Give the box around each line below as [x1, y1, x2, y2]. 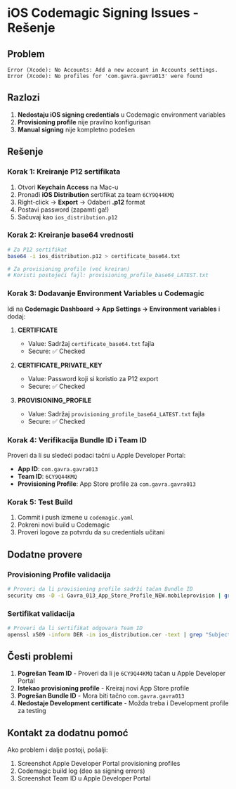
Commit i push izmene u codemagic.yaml [17, 513, 134, 522]
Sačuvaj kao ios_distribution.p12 [17, 212, 118, 221]
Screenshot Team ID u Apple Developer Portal [17, 774, 151, 783]
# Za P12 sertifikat [7, 246, 68, 253]
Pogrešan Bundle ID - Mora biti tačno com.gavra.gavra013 [17, 691, 185, 700]
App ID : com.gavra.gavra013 [17, 464, 98, 473]
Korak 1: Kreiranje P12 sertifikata [7, 167, 121, 177]
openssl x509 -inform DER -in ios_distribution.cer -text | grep [7, 631, 202, 638]
